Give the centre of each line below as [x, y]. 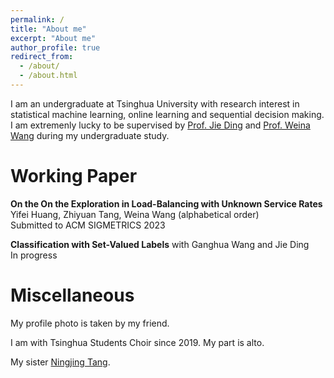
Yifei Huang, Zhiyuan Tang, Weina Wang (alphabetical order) [135, 214]
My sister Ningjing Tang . [60, 362]
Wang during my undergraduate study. [90, 135]
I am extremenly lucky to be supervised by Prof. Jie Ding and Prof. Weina [160, 125]
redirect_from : [42, 57]
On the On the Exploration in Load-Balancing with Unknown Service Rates [166, 203]
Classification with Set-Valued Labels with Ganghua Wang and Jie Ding [160, 244]
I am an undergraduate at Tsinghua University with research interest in [155, 103]
